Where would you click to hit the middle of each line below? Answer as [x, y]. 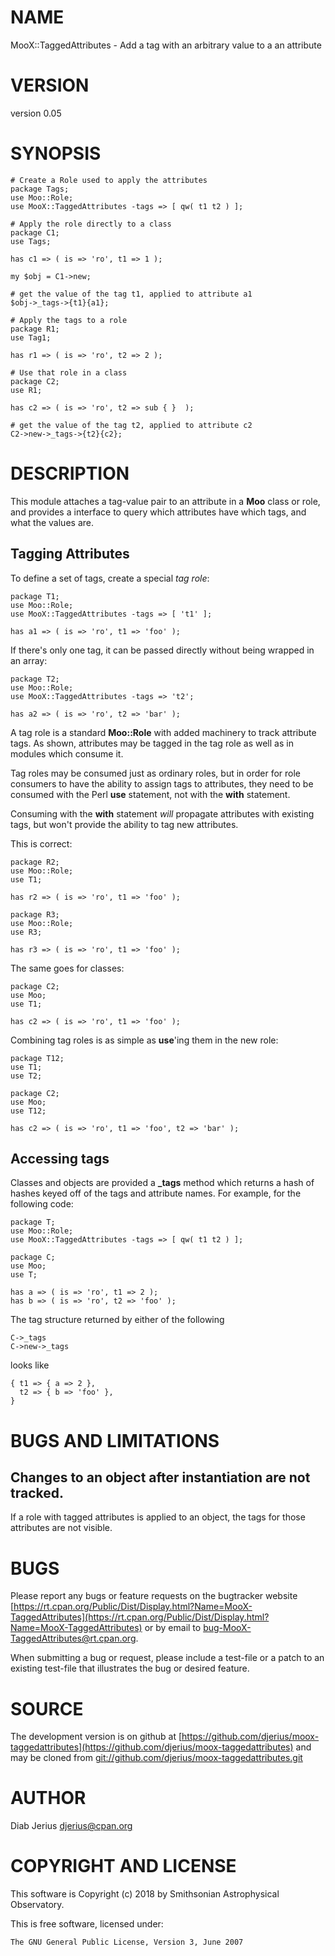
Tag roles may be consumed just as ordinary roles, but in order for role [156, 773]
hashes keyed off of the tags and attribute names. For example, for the [156, 1193]
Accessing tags [60, 1158]
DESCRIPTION [70, 473]
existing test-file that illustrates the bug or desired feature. [130, 1668]
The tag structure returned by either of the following [117, 1320]
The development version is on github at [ [96, 1737]
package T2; [35, 679]
